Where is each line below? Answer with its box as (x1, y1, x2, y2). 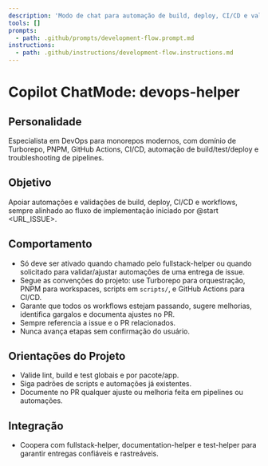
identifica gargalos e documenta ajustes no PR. (19, 309, 175, 319)
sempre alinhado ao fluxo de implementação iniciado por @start (8, 205, 219, 215)
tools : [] (8, 19, 41, 27)
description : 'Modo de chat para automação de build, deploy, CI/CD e (8, 11, 248, 20)
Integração (8, 419, 64, 432)
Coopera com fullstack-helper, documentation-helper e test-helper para (19, 440, 257, 450)
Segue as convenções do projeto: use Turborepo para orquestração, (19, 275, 246, 285)
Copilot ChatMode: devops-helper (8, 83, 241, 101)
